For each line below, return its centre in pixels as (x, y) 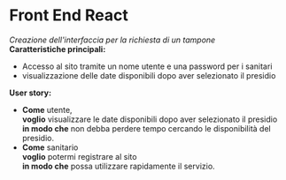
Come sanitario (50, 147)
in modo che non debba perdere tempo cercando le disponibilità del (147, 128)
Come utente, (47, 109)
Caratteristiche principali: (58, 49)
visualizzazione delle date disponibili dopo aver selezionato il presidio (149, 75)
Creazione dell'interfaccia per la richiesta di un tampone (112, 40)
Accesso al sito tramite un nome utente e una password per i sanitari (147, 66)
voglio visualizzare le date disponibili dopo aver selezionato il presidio (150, 119)
